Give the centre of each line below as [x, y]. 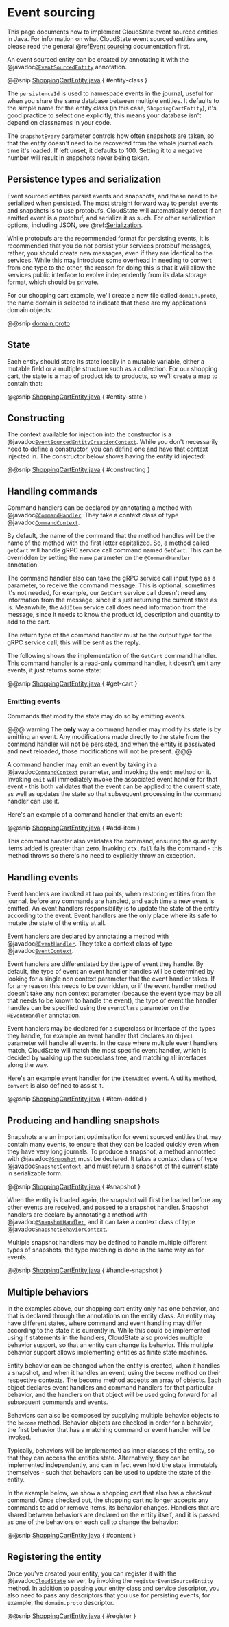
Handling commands [52, 491]
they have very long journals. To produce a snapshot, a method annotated [111, 1151]
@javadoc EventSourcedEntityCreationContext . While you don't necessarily [112, 442]
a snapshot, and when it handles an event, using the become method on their [114, 1372]
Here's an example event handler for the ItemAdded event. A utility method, [112, 1078]
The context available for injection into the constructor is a [89, 434]
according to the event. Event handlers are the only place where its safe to [112, 916]
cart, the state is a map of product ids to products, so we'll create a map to [112, 376]
